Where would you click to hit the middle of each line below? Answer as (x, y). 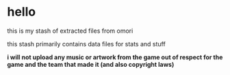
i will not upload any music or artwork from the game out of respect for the (115, 57)
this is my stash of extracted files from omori (70, 31)
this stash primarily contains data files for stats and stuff (86, 44)
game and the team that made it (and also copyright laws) (91, 64)
